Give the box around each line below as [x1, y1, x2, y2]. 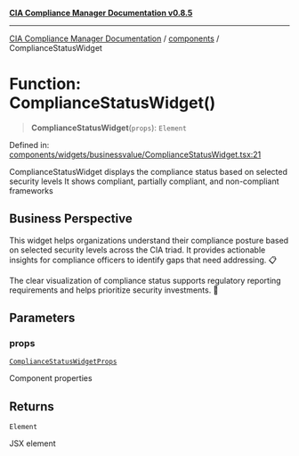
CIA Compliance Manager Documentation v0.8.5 [9, 8, 193, 18]
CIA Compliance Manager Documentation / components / [9, 33, 220, 44]
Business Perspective [9, 211, 133, 227]
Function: [9, 74, 82, 95]
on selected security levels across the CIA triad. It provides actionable [9, 245, 266, 255]
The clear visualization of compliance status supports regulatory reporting [9, 275, 282, 286]
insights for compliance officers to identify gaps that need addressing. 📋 [9, 254, 278, 265]
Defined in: [9, 139, 50, 150]
